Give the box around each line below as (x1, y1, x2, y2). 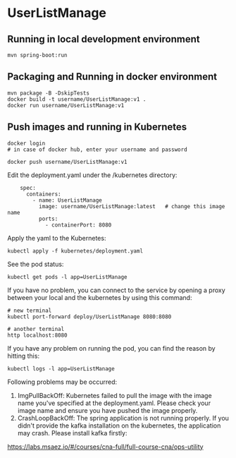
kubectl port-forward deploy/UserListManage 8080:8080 (7, 313, 172, 320)
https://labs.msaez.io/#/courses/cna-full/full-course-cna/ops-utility (7, 442, 204, 451)
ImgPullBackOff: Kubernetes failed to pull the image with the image (17, 391, 213, 399)
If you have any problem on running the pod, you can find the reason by (7, 344, 216, 352)
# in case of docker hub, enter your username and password (7, 146, 188, 153)
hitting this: (7, 351, 40, 360)
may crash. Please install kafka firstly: (17, 428, 128, 437)
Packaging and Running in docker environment (7, 71, 217, 83)
